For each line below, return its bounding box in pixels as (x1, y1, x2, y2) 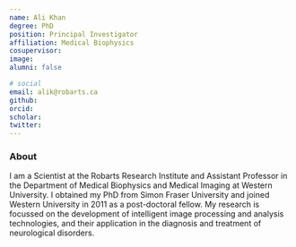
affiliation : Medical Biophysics (9, 38, 135, 47)
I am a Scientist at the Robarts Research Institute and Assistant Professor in (9, 171, 288, 182)
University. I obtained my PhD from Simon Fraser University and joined (9, 190, 270, 200)
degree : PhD (9, 21, 54, 30)
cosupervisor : (9, 47, 63, 55)
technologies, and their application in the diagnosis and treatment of (9, 218, 262, 229)
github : (9, 96, 39, 105)
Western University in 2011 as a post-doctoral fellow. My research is (9, 199, 260, 210)
